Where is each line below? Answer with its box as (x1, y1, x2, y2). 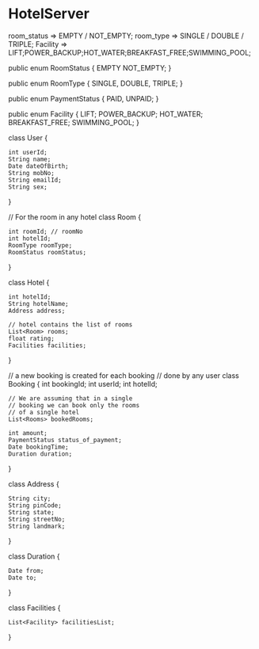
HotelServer (8, 5, 90, 23)
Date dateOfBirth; (8, 162, 69, 170)
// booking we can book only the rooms (8, 401, 140, 409)
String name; (8, 155, 51, 163)
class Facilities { (8, 603, 61, 613)
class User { (8, 132, 48, 143)
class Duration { (8, 552, 61, 561)
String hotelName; (8, 300, 69, 307)
